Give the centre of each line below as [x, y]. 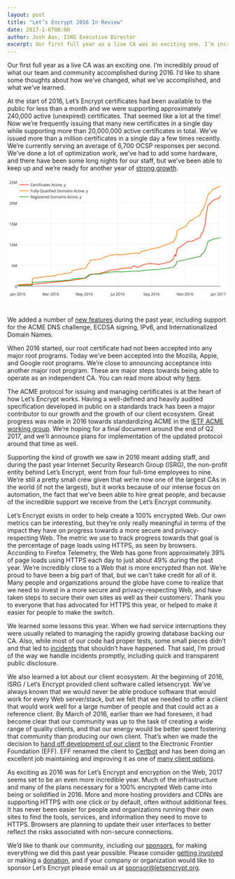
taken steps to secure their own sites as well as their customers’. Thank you [116, 598]
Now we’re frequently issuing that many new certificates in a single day [110, 123]
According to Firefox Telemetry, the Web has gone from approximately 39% [116, 553]
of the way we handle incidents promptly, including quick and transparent [113, 656]
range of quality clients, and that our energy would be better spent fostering [116, 729]
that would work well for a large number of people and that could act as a [113, 707]
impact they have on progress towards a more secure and [91, 531]
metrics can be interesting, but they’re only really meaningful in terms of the [116, 523]
